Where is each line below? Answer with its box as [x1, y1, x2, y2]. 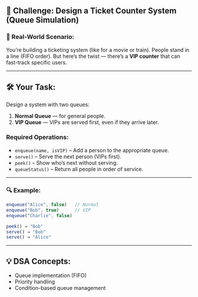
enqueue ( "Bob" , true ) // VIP [6, 207, 91, 213]
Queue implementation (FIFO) [14, 272, 87, 279]
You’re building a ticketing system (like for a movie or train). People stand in [6, 46, 190, 53]
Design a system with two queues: [6, 101, 90, 108]
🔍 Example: [6, 186, 41, 194]
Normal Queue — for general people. [14, 112, 106, 119]
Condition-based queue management [14, 285, 106, 292]
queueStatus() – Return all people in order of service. [14, 165, 144, 172]
